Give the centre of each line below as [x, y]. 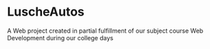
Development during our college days [60, 37]
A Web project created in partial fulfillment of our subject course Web [105, 31]
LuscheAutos [46, 12]
